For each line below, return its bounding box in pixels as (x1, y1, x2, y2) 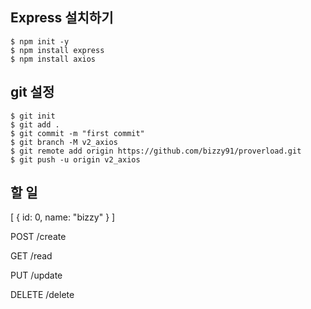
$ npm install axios (10, 54, 97, 64)
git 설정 (10, 84, 55, 101)
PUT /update (10, 269, 63, 282)
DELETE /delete (10, 289, 75, 301)
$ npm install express (10, 45, 105, 55)
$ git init (10, 111, 56, 121)
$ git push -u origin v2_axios (10, 154, 141, 165)
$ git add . (10, 119, 60, 130)
